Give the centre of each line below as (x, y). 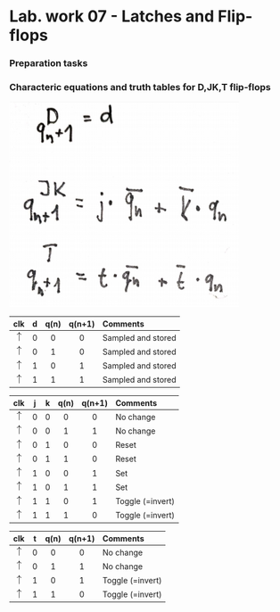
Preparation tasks (49, 63)
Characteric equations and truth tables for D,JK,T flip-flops (140, 87)
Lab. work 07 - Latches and (112, 17)
